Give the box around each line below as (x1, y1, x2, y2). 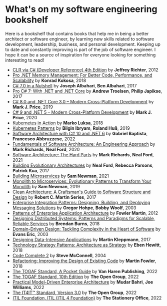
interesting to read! (5, 57, 44, 63)
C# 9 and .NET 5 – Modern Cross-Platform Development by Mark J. (12, 109, 152, 115)
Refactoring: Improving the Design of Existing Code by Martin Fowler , (12, 258, 156, 264)
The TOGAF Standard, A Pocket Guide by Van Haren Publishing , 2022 (12, 268, 157, 274)
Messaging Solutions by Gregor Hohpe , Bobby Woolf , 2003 (12, 205, 136, 211)
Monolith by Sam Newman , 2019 (12, 183, 80, 189)
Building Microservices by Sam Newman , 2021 (12, 173, 109, 179)
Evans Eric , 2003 (12, 231, 48, 237)
